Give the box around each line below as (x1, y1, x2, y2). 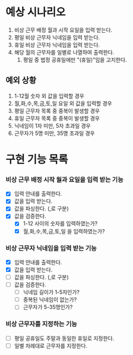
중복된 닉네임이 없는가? (23, 296, 77, 303)
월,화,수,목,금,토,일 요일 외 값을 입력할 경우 (14, 100, 112, 107)
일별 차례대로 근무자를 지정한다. (14, 342, 87, 349)
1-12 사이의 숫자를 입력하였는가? (23, 220, 98, 227)
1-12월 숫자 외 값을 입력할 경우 (14, 92, 84, 99)
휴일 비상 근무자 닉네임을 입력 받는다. (14, 41, 100, 48)
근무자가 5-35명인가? (23, 304, 73, 311)
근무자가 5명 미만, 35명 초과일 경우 (14, 129, 96, 137)
